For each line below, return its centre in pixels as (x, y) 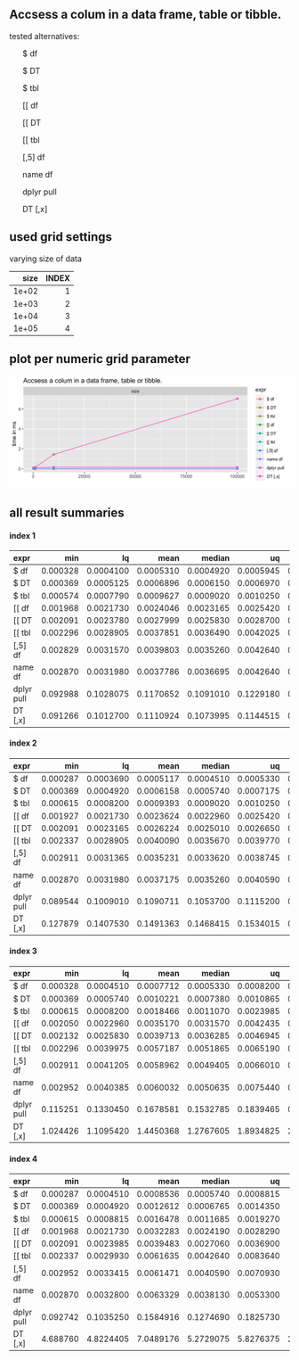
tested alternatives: (44, 36)
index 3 (23, 951)
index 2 (23, 743)
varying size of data (46, 259)
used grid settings (61, 237)
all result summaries (67, 513)
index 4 (24, 1158)
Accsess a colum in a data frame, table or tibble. (145, 15)
